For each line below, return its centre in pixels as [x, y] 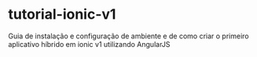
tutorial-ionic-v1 [62, 14]
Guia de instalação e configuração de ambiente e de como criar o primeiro [128, 36]
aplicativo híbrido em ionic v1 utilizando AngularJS [89, 44]
